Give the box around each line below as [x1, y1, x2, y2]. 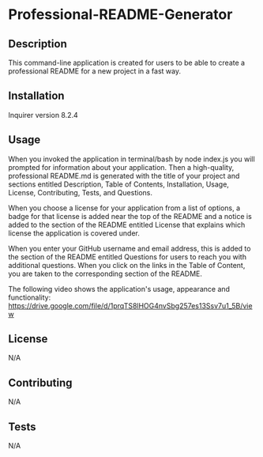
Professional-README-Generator [8, 6, 233, 24]
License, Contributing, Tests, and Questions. [8, 187, 152, 197]
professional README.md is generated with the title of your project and [8, 171, 240, 180]
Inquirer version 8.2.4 [8, 110, 79, 119]
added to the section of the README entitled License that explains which [8, 220, 246, 229]
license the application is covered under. [8, 228, 141, 238]
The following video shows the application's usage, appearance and [8, 284, 231, 293]
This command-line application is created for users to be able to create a [8, 58, 246, 67]
